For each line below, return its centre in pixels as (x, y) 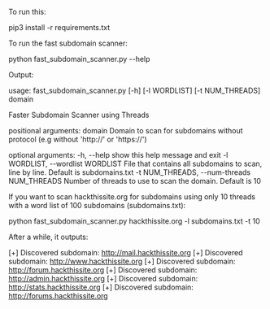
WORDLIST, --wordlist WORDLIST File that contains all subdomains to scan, (135, 163)
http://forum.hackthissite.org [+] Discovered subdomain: (103, 270)
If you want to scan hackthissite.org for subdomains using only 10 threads (132, 197)
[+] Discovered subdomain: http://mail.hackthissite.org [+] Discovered (126, 252)
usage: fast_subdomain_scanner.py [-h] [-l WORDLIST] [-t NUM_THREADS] (135, 90)
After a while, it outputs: (48, 237)
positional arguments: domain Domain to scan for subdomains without (126, 131)
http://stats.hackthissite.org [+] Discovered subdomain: (101, 287)
